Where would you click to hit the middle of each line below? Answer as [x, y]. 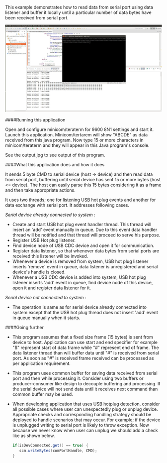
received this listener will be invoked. [50, 256]
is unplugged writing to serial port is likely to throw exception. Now [81, 425]
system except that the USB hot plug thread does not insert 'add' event [85, 313]
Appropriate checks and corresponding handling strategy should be [82, 415]
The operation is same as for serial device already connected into [79, 307]
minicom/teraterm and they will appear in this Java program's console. [78, 145]
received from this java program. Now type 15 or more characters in [74, 140]
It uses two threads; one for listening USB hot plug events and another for [81, 200]
